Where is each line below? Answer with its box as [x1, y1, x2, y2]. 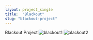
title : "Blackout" [5, 12, 45, 17]
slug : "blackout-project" [5, 16, 57, 21]
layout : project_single [5, 7, 53, 12]
